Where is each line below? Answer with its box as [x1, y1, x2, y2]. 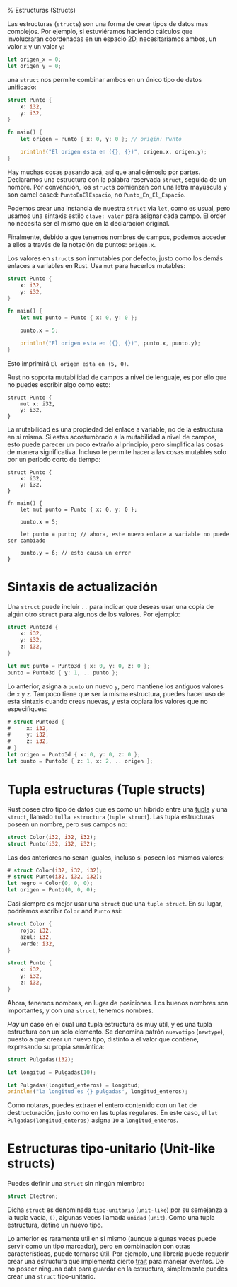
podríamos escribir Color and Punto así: [7, 907, 122, 915]
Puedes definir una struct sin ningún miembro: [7, 1179, 144, 1188]
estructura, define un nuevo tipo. [7, 1220, 103, 1230]
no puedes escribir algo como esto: [7, 380, 111, 388]
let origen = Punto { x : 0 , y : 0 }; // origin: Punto [20, 136, 182, 143]
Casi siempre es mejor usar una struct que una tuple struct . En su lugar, [7, 899, 223, 908]
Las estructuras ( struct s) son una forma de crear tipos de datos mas [7, 20, 209, 28]
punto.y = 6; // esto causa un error [20, 549, 132, 556]
